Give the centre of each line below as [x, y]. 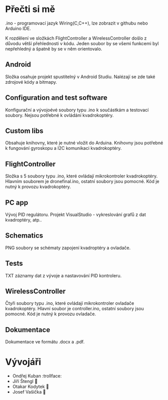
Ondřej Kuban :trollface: [37, 376]
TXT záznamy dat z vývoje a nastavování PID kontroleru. [63, 275]
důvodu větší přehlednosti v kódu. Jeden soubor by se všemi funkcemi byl [82, 43]
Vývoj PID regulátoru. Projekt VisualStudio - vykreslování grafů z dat [76, 215]
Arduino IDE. [18, 28]
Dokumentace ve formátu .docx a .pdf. [45, 342]
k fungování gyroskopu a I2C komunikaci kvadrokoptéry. [63, 148]
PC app [17, 202]
